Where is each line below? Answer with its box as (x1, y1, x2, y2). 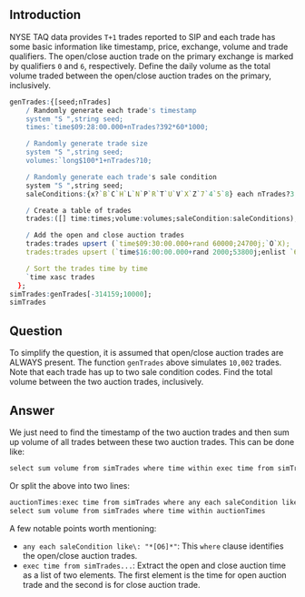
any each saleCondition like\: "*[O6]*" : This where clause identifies (22, 541, 284, 551)
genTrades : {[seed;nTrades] (9, 97, 112, 106)
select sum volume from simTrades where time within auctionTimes (9, 506, 266, 515)
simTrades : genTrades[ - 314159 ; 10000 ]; (9, 289, 152, 298)
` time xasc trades (25, 272, 95, 281)
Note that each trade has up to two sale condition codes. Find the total (9, 367, 273, 378)
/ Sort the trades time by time (25, 264, 148, 273)
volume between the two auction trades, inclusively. (9, 377, 204, 388)
